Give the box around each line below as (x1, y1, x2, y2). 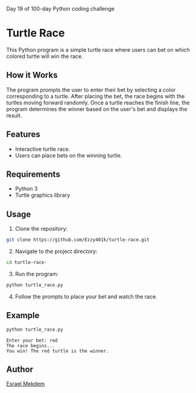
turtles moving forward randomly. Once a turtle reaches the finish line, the (6, 99, 190, 106)
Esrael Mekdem (6, 380, 45, 388)
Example (6, 310, 40, 321)
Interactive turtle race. (14, 145, 71, 153)
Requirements (6, 169, 60, 179)
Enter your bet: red (6, 337, 58, 343)
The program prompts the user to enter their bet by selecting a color (6, 86, 176, 93)
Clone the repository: (14, 225, 68, 232)
